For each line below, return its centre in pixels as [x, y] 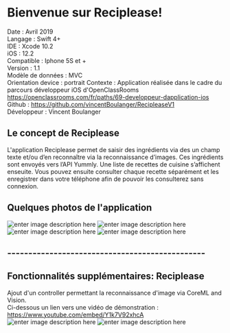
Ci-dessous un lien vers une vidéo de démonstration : [83, 307]
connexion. [23, 186]
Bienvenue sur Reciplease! [85, 13]
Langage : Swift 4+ [34, 38]
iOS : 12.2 [21, 53]
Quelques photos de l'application [80, 208]
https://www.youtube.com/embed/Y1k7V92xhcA [76, 314]
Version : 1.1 [23, 68]
